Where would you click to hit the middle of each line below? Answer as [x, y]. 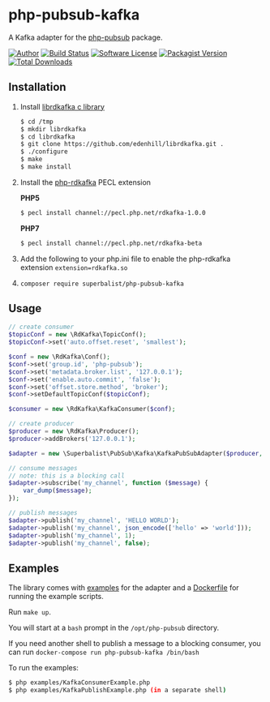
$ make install [46, 167]
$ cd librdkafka [47, 137]
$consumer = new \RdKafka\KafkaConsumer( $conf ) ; [92, 409]
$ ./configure [44, 152]
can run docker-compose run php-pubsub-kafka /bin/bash [104, 652]
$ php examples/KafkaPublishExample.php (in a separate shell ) [118, 691]
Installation [37, 87]
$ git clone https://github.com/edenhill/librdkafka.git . [122, 144]
